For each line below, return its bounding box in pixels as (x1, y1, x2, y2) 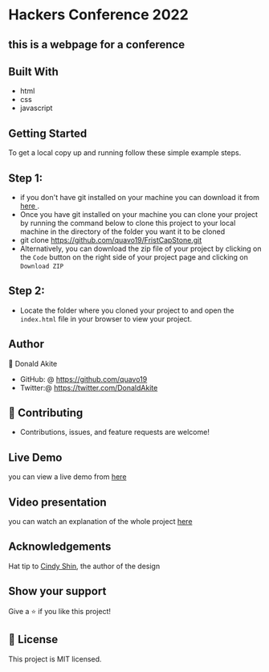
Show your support (8, 584, 107, 598)
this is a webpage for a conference (8, 38, 185, 51)
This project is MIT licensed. (8, 654, 102, 664)
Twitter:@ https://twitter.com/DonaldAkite (19, 383, 158, 392)
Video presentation (8, 495, 107, 509)
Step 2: (8, 284, 46, 298)
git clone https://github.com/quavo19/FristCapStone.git (19, 236, 202, 245)
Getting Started (8, 126, 88, 140)
